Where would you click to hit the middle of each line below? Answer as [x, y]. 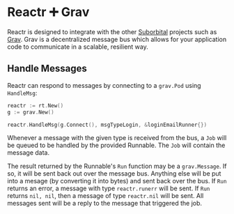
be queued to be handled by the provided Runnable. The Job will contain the [116, 145]
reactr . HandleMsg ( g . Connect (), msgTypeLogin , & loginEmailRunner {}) [107, 125]
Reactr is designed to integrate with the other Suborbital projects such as [112, 31]
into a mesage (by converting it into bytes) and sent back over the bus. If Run [117, 181]
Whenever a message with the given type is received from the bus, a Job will [117, 138]
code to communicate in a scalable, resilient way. [78, 47]
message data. [29, 153]
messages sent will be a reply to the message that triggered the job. [105, 204]
